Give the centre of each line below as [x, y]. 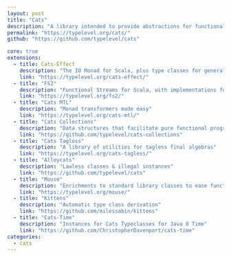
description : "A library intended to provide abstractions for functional [117, 26]
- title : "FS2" [35, 83]
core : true [23, 52]
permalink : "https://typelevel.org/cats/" [69, 33]
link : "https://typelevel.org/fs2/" [72, 96]
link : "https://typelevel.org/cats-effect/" [84, 77]
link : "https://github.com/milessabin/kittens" [89, 211]
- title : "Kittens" [41, 199]
